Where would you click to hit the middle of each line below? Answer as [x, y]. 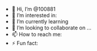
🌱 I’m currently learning [40, 21]
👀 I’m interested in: [34, 15]
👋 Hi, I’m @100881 [34, 9]
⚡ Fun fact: [25, 43]
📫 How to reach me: [37, 34]
